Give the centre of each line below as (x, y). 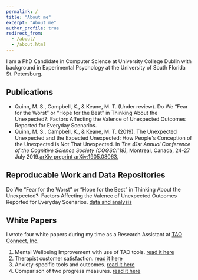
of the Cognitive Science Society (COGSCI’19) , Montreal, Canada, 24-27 (102, 150)
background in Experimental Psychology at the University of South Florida (96, 67)
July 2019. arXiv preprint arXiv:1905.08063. (67, 156)
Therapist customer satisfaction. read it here (68, 258)
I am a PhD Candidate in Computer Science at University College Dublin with (99, 61)
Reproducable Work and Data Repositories (86, 175)
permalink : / (22, 11)
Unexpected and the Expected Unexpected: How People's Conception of (103, 138)
